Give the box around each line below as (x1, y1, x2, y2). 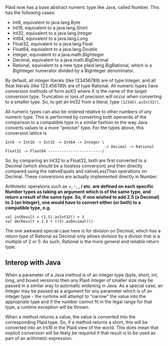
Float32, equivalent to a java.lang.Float (12, 41, 93, 47)
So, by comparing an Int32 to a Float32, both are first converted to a (5, 157, 147, 163)
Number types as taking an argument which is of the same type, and (5, 189, 151, 195)
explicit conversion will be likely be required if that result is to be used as (5, 330, 156, 336)
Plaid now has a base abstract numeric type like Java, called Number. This (5, 5, 159, 10)
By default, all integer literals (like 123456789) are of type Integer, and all (5, 78, 156, 83)
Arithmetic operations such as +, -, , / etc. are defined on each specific (5, 184, 154, 189)
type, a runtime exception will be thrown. (5, 304, 90, 310)
